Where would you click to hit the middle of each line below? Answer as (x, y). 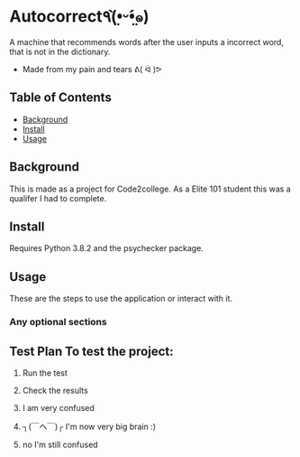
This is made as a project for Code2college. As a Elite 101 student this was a (150, 189)
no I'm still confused (60, 444)
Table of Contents (61, 98)
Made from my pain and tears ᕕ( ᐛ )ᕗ (92, 69)
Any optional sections (58, 322)
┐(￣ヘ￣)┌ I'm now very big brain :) (89, 426)
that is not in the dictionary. (60, 51)
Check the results (55, 390)
